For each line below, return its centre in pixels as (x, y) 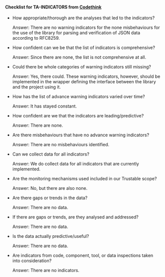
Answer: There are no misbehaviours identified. (61, 145)
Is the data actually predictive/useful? (51, 236)
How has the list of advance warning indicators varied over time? (79, 97)
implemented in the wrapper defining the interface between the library (84, 82)
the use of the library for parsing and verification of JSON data (76, 33)
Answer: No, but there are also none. (50, 188)
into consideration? (32, 261)
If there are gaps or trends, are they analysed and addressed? (75, 217)
